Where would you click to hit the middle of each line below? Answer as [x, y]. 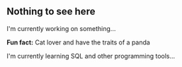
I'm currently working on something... [61, 28]
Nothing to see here [51, 12]
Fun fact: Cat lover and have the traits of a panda [78, 42]
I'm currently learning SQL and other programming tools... [91, 56]
